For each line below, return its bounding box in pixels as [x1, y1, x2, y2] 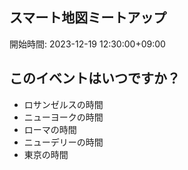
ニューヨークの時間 [23, 111, 104, 123]
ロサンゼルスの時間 [23, 98, 104, 110]
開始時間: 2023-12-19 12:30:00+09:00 [9, 38, 166, 50]
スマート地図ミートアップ [9, 9, 167, 27]
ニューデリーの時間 [23, 136, 104, 148]
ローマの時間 [23, 123, 77, 135]
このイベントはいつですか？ [9, 70, 181, 87]
